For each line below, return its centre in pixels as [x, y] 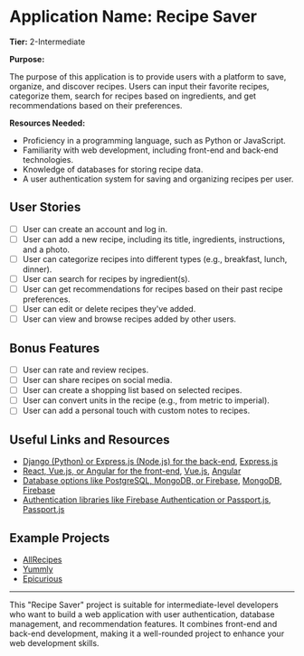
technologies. [48, 159]
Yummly [38, 569]
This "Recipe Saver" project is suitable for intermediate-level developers [144, 604]
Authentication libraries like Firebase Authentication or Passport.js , [147, 500]
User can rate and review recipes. [85, 370]
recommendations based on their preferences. [96, 105]
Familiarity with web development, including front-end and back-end [150, 150]
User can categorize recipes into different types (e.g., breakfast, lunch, [155, 258]
